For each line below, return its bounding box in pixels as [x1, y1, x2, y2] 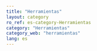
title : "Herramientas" [6, 8, 62, 15]
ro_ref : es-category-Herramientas [6, 19, 92, 25]
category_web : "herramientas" [6, 30, 81, 36]
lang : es [6, 36, 28, 42]
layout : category [6, 14, 49, 20]
